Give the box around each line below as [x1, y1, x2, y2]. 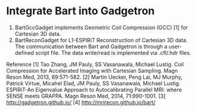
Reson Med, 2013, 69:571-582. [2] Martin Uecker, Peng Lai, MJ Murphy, [6, 73, 183, 80]
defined [14, 49, 35, 56]
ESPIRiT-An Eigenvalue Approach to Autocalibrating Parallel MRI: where [6, 86, 182, 93]
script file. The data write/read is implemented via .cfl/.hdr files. [35, 49, 192, 56]
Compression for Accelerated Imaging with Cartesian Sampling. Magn [6, 67, 178, 74]
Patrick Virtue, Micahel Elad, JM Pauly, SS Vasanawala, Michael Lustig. [6, 79, 181, 87]
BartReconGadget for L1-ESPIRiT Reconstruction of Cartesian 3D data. [14, 36, 188, 43]
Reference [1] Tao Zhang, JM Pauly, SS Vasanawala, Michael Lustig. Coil [6, 61, 184, 68]
